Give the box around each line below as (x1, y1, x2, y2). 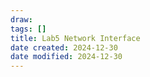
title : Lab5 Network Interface (10, 33, 141, 43)
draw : (10, 14, 33, 25)
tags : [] (10, 24, 47, 34)
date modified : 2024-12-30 (10, 52, 123, 62)
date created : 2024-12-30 (10, 42, 118, 53)
